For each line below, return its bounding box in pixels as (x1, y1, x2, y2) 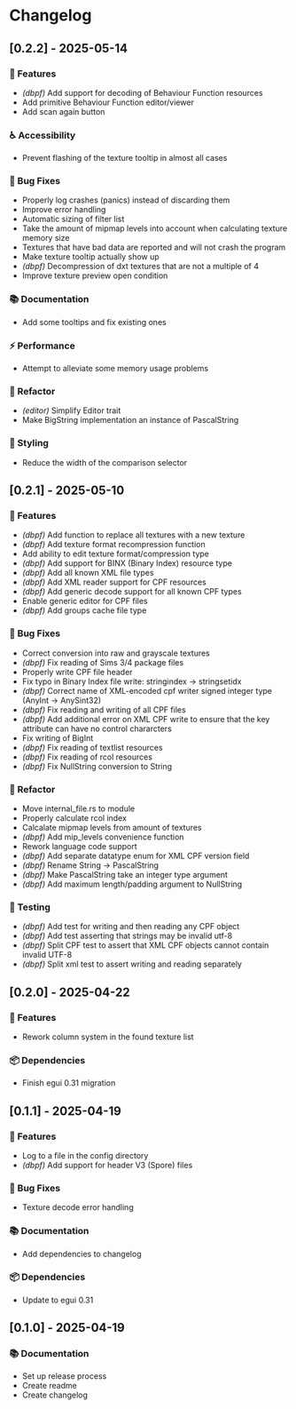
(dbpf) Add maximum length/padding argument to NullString (21, 879, 243, 889)
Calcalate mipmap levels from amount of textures (21, 822, 202, 832)
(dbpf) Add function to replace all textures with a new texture (21, 529, 245, 540)
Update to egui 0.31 (21, 1294, 94, 1305)
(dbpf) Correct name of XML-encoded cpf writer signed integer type (21, 685, 273, 696)
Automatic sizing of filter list (21, 214, 125, 225)
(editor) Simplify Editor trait (21, 405, 121, 416)
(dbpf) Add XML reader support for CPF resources (21, 577, 206, 587)
